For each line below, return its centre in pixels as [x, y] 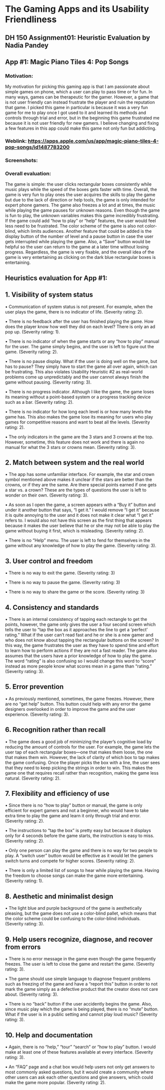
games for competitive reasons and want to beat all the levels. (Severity [78, 422]
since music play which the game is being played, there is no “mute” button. [82, 1009]
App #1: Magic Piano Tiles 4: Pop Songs [67, 62]
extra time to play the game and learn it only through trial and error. [73, 816]
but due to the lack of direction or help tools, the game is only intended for [80, 200]
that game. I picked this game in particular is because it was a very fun [77, 108]
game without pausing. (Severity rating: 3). [48, 382]
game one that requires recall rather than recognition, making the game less [82, 773]
